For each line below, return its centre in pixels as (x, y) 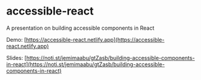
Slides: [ (16, 58)
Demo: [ (16, 39)
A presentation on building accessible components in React (80, 28)
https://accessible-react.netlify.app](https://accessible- (95, 39)
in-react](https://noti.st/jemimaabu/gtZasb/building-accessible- (86, 64)
